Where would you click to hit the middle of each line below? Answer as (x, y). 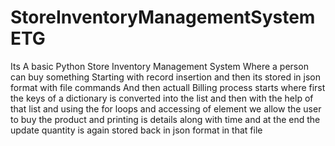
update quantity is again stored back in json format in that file (136, 130)
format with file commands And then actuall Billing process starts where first (168, 87)
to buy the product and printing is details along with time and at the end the (165, 119)
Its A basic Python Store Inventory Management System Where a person (159, 66)
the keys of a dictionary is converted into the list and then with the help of (162, 98)
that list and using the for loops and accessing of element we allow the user (166, 108)
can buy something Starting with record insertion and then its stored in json (165, 77)
